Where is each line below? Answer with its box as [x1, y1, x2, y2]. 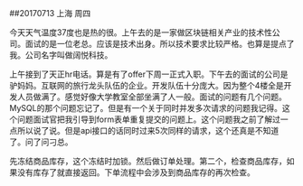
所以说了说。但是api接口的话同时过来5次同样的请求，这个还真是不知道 [16, 126, 279, 135]
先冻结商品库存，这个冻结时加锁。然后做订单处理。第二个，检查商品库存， [9, 156, 287, 166]
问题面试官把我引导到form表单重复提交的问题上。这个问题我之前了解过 [16, 114, 280, 125]
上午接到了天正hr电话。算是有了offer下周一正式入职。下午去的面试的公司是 [9, 69, 289, 79]
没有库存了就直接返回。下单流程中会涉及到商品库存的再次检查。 [16, 167, 255, 178]
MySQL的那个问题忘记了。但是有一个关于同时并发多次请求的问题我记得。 [9, 103, 283, 113]
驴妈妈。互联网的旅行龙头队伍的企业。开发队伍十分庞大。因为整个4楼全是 [9, 80, 285, 90]
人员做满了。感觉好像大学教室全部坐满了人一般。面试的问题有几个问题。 [16, 91, 287, 102]
